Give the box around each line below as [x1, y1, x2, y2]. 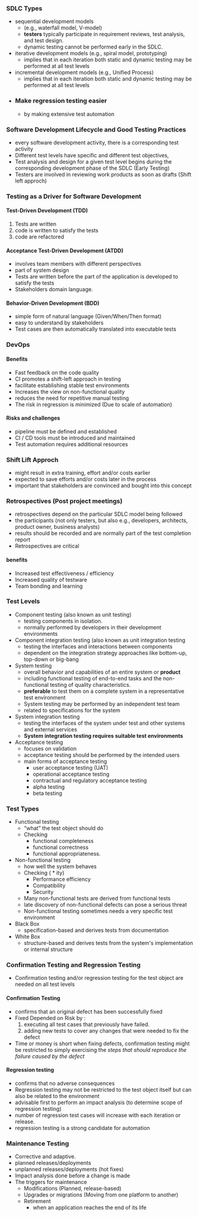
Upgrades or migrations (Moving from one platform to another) [23, 1191, 179, 1198]
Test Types [6, 805, 39, 813]
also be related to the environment [14, 1092, 100, 1099]
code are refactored [14, 233, 65, 241]
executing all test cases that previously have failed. [23, 1021, 150, 1028]
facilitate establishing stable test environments [14, 381, 130, 388]
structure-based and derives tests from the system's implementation [23, 940, 193, 947]
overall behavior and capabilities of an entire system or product [23, 668, 181, 675]
